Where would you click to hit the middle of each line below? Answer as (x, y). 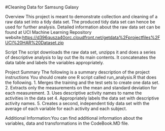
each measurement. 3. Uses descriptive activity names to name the (73, 93)
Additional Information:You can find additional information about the (74, 118)
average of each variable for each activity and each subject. (66, 108)
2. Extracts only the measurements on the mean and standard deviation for (81, 88)
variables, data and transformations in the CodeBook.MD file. (67, 123)
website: (14, 37)
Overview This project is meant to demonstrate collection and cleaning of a (81, 16)
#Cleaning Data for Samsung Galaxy (42, 7)
